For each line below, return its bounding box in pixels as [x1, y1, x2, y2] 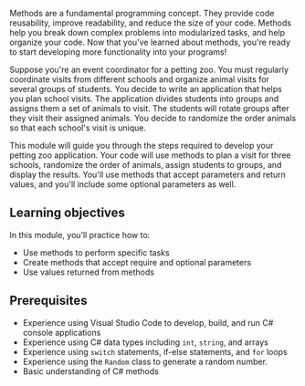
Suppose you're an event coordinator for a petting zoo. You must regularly [9, 64, 289, 75]
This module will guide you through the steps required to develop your [9, 141, 274, 151]
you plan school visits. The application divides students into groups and [9, 93, 279, 104]
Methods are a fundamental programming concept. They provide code [9, 8, 275, 18]
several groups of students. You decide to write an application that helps [9, 84, 283, 94]
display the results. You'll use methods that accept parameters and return [9, 169, 286, 180]
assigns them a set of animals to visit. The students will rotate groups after [9, 103, 289, 113]
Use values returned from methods [22, 266, 155, 277]
